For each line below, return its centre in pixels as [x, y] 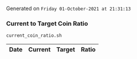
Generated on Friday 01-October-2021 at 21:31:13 [68, 8]
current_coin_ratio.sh [34, 36]
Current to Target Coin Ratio [47, 23]
